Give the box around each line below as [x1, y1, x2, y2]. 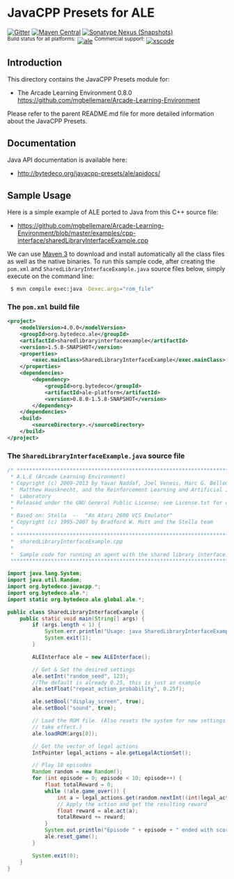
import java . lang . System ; [7, 570, 82, 577]
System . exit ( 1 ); [44, 634, 92, 642]
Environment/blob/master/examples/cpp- [17, 229, 136, 238]
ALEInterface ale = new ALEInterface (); [32, 653, 151, 660]
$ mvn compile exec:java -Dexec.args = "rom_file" [10, 286, 155, 293]
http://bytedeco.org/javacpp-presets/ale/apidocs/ [17, 169, 161, 178]
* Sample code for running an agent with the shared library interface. [10, 551, 229, 558]
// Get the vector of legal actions [32, 742, 139, 750]
